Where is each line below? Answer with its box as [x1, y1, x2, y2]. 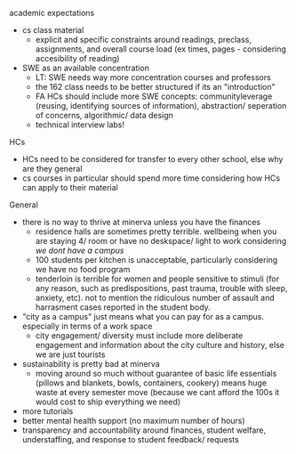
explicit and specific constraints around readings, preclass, [35, 35, 252, 45]
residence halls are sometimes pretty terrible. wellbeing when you [35, 226, 277, 237]
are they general [21, 164, 83, 174]
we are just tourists [35, 349, 106, 360]
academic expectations [9, 8, 95, 18]
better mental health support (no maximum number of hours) [21, 416, 246, 426]
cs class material [21, 25, 84, 35]
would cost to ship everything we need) [35, 396, 180, 407]
